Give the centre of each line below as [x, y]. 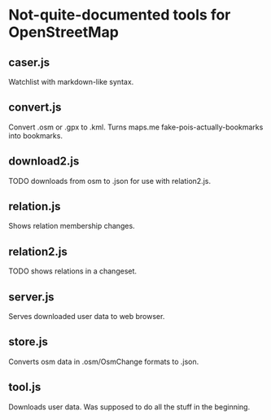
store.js [28, 342]
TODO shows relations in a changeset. [72, 271]
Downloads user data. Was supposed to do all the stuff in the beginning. [129, 407]
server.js [31, 297]
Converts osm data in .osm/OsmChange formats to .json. [104, 361]
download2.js [44, 162]
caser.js [29, 62]
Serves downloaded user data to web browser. [87, 317]
